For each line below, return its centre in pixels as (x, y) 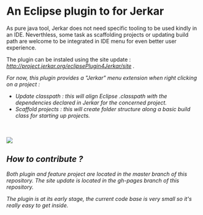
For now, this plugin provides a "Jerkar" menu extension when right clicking (102, 78)
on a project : (23, 84)
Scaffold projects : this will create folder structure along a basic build (103, 109)
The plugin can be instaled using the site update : (69, 59)
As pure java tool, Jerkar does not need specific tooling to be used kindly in (102, 28)
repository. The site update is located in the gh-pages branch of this (93, 180)
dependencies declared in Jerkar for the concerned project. (91, 103)
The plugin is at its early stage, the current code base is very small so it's (99, 199)
